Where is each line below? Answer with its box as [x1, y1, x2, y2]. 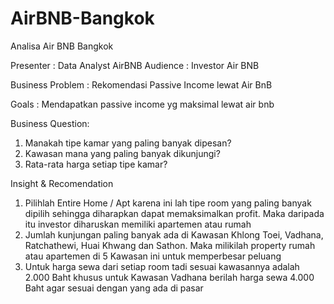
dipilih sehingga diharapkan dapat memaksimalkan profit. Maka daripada [24, 207, 325, 219]
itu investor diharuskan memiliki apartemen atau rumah [24, 218, 252, 230]
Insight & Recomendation [10, 177, 114, 189]
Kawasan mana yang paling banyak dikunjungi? [24, 147, 221, 159]
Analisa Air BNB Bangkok [10, 40, 114, 52]
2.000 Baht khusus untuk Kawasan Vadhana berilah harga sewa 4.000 [24, 271, 315, 283]
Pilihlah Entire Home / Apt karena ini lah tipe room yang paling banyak [24, 197, 312, 209]
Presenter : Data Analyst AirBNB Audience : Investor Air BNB [10, 59, 260, 71]
